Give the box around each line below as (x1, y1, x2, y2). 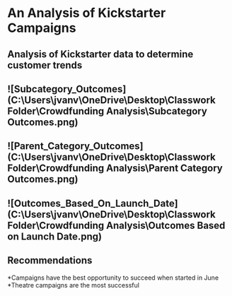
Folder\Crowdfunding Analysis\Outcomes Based (7, 219, 226, 231)
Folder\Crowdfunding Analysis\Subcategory (7, 105, 207, 117)
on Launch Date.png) (7, 230, 103, 242)
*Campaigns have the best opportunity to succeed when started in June (7, 273, 219, 282)
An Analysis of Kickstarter (7, 5, 166, 21)
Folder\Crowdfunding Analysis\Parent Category (7, 162, 223, 174)
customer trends (7, 59, 83, 71)
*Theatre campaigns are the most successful (7, 280, 140, 289)
